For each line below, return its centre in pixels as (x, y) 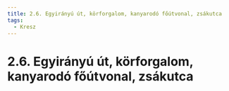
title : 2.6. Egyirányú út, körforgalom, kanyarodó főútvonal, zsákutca (114, 14)
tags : (15, 20)
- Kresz (25, 27)
